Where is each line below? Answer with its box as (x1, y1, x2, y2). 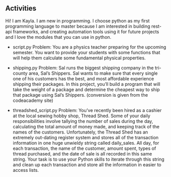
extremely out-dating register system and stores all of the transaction (12, 134, 159, 140)
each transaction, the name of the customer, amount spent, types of (12, 145, 157, 151)
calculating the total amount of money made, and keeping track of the (12, 123, 160, 129)
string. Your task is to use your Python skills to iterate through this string (12, 156, 165, 162)
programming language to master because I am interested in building (5, 23, 151, 29)
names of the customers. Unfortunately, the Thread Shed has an (12, 129, 148, 135)
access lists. (12, 167, 39, 173)
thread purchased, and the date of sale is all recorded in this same (12, 150, 152, 157)
